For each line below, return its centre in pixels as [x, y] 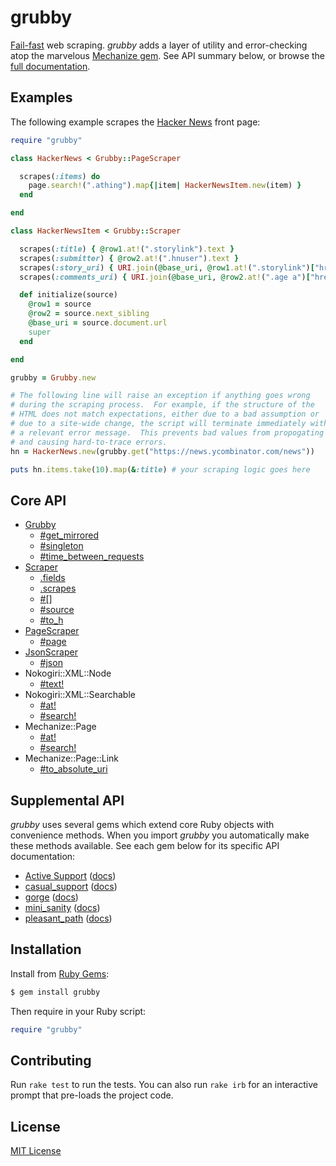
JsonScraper [51, 652]
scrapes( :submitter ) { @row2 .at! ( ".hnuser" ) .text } [129, 258]
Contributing [51, 1060]
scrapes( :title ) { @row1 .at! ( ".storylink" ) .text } [127, 249]
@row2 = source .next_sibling [89, 314]
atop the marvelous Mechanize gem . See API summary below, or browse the [168, 55]
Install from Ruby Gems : [60, 973]
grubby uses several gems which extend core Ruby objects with [142, 824]
